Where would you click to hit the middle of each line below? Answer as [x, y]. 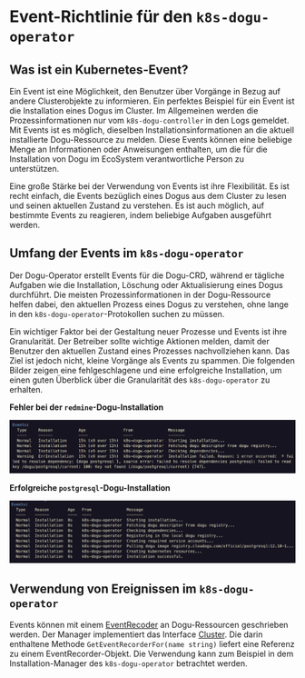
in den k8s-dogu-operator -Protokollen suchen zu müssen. [117, 314]
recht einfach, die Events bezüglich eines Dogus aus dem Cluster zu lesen [148, 196]
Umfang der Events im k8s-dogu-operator [127, 253]
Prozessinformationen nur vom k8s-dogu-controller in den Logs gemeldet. [149, 120]
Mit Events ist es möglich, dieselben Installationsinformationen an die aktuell [152, 130]
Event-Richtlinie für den [101, 17]
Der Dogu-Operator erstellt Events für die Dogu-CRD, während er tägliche [147, 275]
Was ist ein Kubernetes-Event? [99, 70]
